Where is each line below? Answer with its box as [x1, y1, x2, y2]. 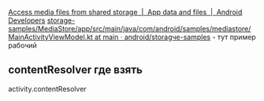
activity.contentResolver [8, 84, 87, 93]
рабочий [8, 41, 37, 50]
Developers [8, 16, 46, 25]
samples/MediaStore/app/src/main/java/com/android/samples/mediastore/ [8, 24, 251, 33]
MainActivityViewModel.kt [8, 32, 93, 41]
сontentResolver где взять [8, 63, 143, 77]
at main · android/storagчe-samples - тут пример [94, 32, 256, 41]
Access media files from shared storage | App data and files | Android [8, 8, 243, 16]
